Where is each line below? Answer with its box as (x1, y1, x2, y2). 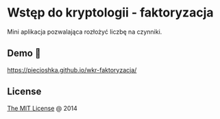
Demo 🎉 (7, 47, 41, 59)
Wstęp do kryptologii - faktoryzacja (7, 5, 214, 21)
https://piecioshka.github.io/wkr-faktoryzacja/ (7, 65, 137, 74)
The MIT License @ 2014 (7, 104, 77, 112)
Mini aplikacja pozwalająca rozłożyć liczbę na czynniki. (7, 28, 162, 36)
